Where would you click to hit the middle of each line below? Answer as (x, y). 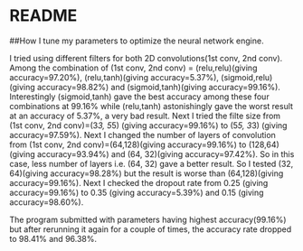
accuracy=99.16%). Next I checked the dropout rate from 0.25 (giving (139, 182)
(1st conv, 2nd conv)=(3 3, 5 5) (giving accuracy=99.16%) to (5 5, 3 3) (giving (148, 125)
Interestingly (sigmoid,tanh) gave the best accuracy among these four (139, 97)
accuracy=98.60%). (47, 202)
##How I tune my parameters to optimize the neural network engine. (137, 41)
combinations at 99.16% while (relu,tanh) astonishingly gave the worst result (151, 106)
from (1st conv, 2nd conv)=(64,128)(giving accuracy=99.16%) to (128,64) (145, 144)
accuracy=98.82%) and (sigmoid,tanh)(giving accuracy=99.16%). (158, 87)
